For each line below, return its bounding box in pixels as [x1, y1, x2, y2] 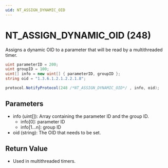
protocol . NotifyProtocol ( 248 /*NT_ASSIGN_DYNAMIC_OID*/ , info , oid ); [5, 86, 160, 91]
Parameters [5, 99, 44, 108]
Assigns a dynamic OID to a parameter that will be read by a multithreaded [5, 47, 163, 53]
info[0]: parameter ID [20, 118, 65, 124]
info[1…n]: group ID [20, 124, 62, 130]
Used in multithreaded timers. [12, 158, 76, 164]
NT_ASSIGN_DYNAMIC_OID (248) [5, 29, 152, 41]
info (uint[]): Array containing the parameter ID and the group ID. [12, 113, 149, 119]
